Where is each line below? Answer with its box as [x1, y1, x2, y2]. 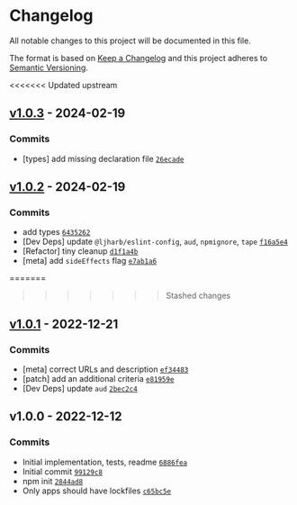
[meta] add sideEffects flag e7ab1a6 [22, 256, 157, 266]
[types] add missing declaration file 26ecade [22, 153, 184, 164]
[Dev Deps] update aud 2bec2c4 [22, 383, 138, 393]
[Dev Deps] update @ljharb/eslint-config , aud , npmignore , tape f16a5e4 [22, 236, 288, 248]
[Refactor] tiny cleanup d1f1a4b [22, 246, 139, 257]
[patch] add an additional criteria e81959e [22, 374, 175, 383]
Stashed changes [166, 290, 231, 302]
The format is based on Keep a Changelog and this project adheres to [9, 52, 268, 63]
